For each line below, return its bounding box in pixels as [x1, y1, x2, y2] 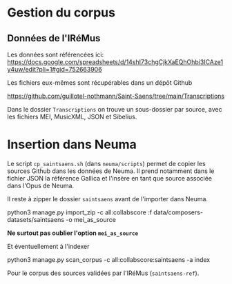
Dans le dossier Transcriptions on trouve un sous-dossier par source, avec [7, 105, 222, 113]
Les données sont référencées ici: [7, 50, 104, 59]
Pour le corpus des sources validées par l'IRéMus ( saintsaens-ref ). [7, 269, 200, 277]
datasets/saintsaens [7, 215, 64, 223]
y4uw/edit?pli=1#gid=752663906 [7, 65, 102, 73]
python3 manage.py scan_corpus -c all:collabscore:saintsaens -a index [7, 255, 211, 263]
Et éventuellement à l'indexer [7, 242, 90, 250]
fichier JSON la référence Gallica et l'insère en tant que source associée [7, 174, 213, 182]
